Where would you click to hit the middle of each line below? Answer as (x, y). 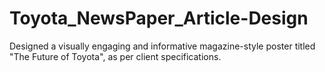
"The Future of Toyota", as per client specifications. (115, 56)
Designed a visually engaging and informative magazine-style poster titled (162, 46)
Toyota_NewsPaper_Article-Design (159, 18)
